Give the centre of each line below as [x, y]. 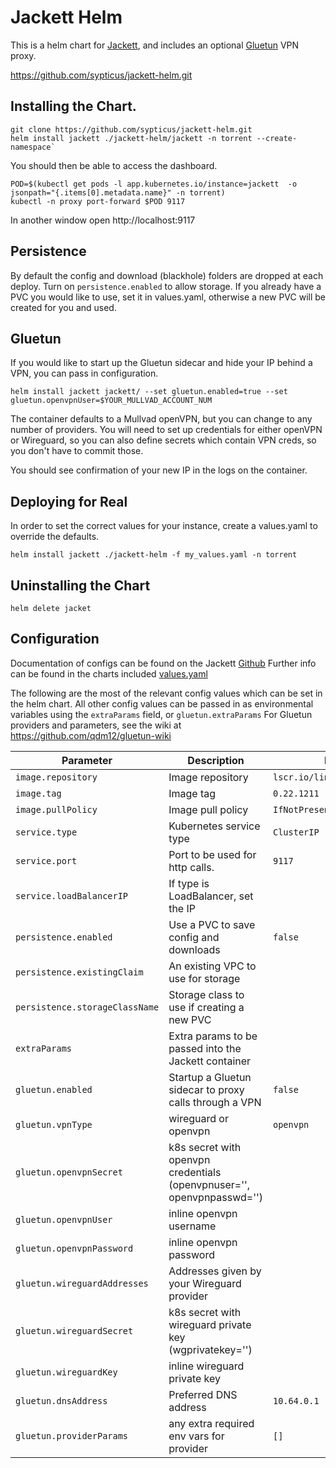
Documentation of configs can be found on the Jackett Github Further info [163, 663]
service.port [46, 860]
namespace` [33, 147]
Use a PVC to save [212, 924]
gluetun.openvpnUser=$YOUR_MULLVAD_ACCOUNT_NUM [111, 401]
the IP [182, 908]
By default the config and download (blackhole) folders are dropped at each [167, 275]
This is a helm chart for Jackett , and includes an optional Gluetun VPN [155, 45]
